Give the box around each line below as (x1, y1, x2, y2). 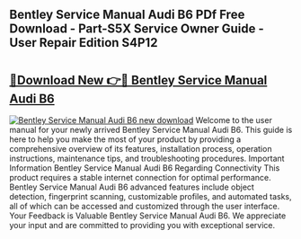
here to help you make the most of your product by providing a (9, 134, 242, 145)
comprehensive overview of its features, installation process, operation (9, 144, 272, 154)
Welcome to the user (195, 115, 272, 125)
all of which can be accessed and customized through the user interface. (9, 201, 280, 211)
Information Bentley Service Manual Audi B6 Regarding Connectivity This (9, 163, 280, 173)
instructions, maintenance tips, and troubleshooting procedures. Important (9, 153, 285, 164)
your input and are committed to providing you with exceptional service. (9, 220, 276, 230)
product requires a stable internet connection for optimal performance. (9, 173, 271, 182)
